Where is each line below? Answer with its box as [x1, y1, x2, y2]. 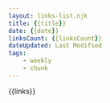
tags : [8, 49, 26, 57]
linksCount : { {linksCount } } [8, 34, 103, 43]
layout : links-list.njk [8, 11, 88, 20]
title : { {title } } [8, 19, 67, 27]
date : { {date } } [8, 27, 59, 35]
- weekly [22, 57, 52, 65]
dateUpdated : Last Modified [8, 42, 103, 50]
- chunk [22, 64, 48, 72]
